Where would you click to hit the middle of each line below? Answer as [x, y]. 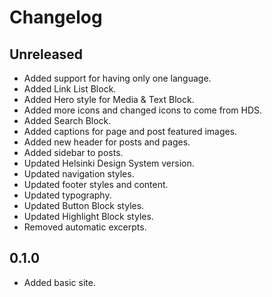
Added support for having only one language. [117, 78]
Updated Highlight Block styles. [88, 216]
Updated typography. [67, 195]
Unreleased [46, 54]
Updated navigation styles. [79, 174]
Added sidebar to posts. [73, 152]
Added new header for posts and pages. [107, 142]
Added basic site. [59, 282]
